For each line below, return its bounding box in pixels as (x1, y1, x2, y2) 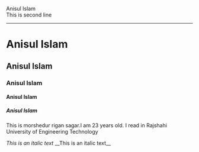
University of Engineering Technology (6, 128, 99, 135)
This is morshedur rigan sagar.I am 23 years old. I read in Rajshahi (6, 122, 168, 129)
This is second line (6, 11, 52, 18)
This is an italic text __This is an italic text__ (6, 140, 111, 147)
